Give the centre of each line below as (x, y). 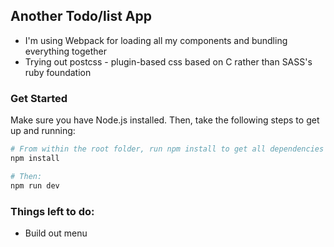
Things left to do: (52, 211)
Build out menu (56, 233)
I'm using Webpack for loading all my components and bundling (156, 40)
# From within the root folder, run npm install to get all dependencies (167, 149)
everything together (65, 51)
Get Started (39, 98)
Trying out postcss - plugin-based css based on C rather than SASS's (168, 61)
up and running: (43, 131)
